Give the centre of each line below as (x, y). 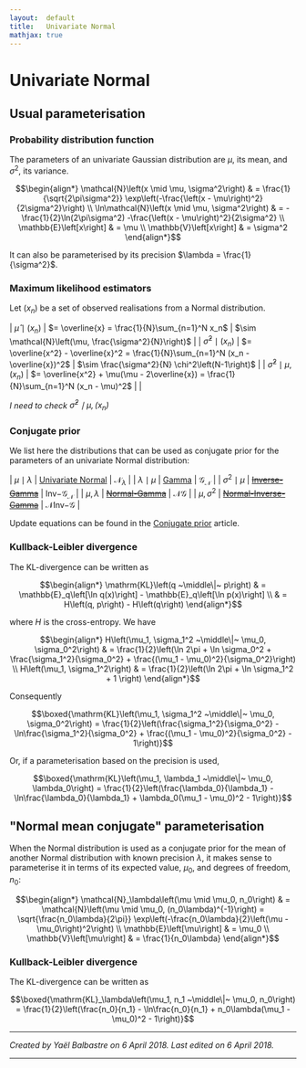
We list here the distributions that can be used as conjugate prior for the (144, 451)
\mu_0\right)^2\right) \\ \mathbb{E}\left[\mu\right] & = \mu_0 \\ (153, 929)
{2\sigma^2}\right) (51, 207)
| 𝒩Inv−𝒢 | (60, 505)
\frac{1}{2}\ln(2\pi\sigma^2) (73, 217)
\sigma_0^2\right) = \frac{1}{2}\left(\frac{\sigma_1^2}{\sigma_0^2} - (153, 724)
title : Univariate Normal (63, 26)
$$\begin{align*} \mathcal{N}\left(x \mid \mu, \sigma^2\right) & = (138, 188)
